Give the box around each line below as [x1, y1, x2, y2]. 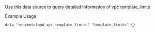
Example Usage [5, 13, 36, 19]
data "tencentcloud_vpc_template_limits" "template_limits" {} [5, 22, 136, 27]
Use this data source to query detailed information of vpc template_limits [5, 4, 150, 10]
